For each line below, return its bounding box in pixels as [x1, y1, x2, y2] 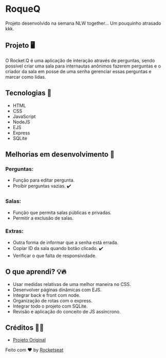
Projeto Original [12, 337, 46, 343]
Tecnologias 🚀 [5, 88, 52, 98]
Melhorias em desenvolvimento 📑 [5, 150, 115, 158]
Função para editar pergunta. [12, 177, 75, 183]
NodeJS [12, 119, 30, 125]
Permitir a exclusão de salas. [12, 214, 73, 221]
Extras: [5, 227, 24, 235]
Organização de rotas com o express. [12, 297, 93, 303]
